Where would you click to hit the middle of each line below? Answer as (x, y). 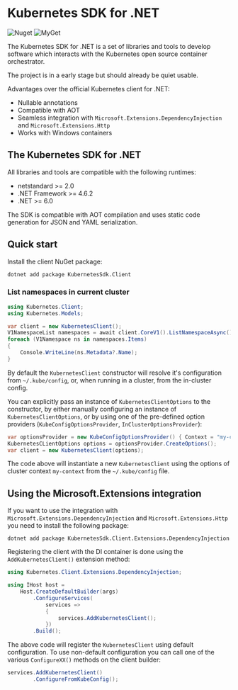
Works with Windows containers (65, 132)
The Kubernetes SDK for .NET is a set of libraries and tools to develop (109, 46)
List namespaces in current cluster (68, 292)
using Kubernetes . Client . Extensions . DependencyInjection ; (95, 572)
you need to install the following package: (68, 526)
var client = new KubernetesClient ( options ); (75, 450)
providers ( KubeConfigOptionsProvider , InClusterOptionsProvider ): (105, 424)
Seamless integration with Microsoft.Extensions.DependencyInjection (120, 118)
